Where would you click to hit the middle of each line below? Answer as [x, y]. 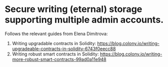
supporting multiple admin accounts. [84, 20]
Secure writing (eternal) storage [74, 9]
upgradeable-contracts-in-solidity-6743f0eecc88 [64, 48]
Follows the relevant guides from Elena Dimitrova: [56, 33]
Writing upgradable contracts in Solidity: [54, 43]
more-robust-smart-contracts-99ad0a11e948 [59, 59]
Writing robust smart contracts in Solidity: [55, 54]
